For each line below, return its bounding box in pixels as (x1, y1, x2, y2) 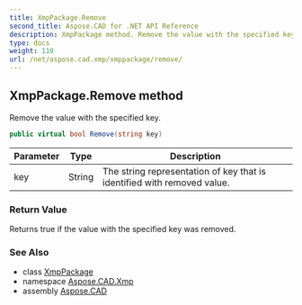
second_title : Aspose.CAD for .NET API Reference (9, 22, 200, 31)
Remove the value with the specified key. (9, 112, 162, 122)
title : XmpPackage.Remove (9, 13, 106, 22)
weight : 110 (9, 47, 54, 56)
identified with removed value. (102, 176, 230, 189)
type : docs (9, 38, 50, 48)
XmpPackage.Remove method (9, 88, 183, 103)
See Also (9, 246, 49, 258)
